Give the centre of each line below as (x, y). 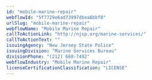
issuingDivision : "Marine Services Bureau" (62, 51)
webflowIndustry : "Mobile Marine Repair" (59, 62)
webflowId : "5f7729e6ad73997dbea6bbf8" (56, 17)
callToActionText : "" (33, 40)
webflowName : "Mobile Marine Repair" (53, 29)
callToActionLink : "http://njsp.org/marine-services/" (76, 34)
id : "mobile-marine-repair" (41, 12)
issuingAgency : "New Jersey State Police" (60, 46)
